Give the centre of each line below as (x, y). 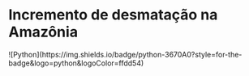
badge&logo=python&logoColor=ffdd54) (76, 63)
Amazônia (43, 32)
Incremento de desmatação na (113, 15)
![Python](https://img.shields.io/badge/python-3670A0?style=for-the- (125, 54)
